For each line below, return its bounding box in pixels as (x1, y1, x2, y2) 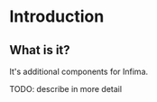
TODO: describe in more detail (9, 84, 123, 94)
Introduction (9, 6, 105, 27)
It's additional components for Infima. (9, 66, 149, 77)
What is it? (9, 42, 70, 58)
